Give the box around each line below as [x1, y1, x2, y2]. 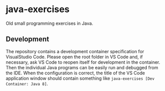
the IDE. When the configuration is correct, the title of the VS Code [6, 70, 145, 76]
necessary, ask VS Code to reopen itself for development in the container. [6, 59, 160, 65]
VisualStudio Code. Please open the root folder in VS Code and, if [6, 54, 143, 60]
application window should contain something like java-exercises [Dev [6, 75, 155, 81]
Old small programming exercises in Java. [6, 20, 93, 26]
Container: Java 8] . [6, 80, 48, 86]
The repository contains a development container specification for [6, 48, 144, 54]
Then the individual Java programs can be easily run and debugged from [6, 64, 158, 70]
